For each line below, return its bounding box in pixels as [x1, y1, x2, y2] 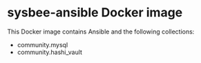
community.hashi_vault [17, 48, 83, 56]
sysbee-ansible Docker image [7, 5, 183, 21]
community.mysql [17, 40, 68, 49]
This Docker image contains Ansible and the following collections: [7, 27, 195, 36]
